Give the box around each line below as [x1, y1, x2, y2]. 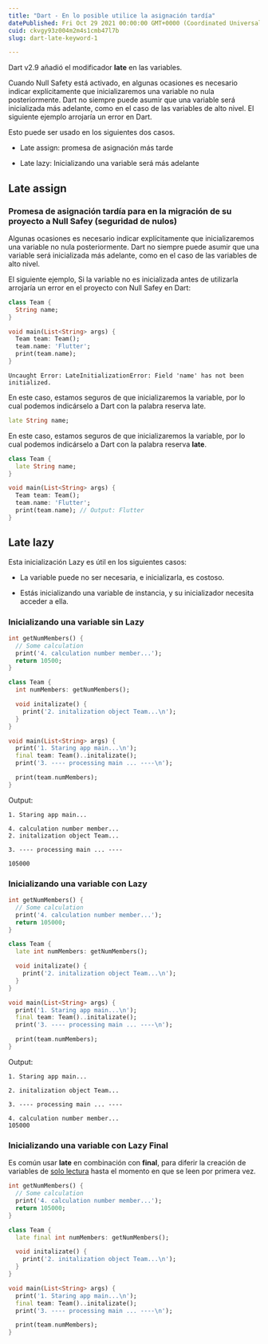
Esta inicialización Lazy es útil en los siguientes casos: [8, 557, 187, 566]
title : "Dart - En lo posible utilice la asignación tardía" [8, 11, 216, 20]
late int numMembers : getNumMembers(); [15, 948, 148, 956]
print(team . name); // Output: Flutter [15, 506, 145, 514]
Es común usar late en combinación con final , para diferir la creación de [8, 1158, 246, 1168]
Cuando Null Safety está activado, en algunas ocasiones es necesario [8, 78, 238, 88]
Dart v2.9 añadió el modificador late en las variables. [8, 63, 183, 73]
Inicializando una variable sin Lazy [8, 616, 145, 627]
